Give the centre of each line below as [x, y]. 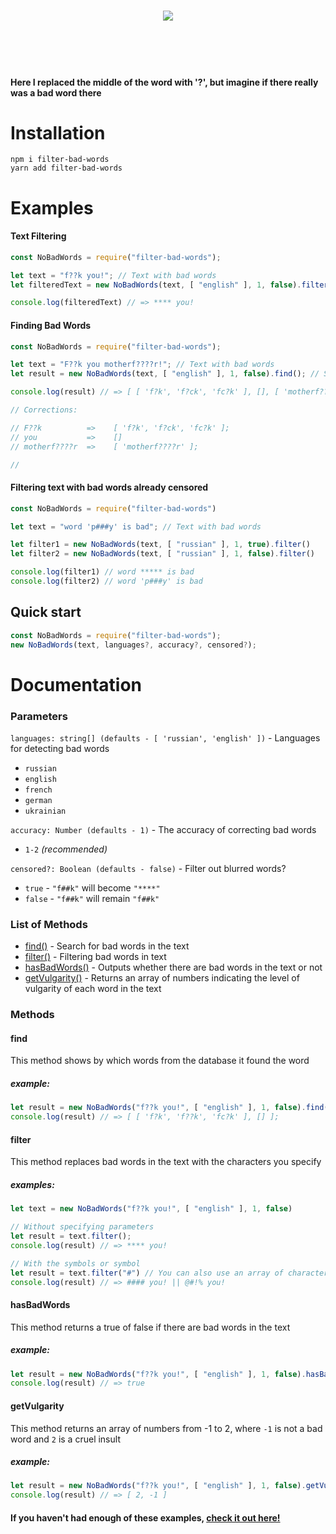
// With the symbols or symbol [75, 1263]
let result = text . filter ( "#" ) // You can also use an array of [147, 1273]
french [38, 790]
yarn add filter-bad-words [66, 168]
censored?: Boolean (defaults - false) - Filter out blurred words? [148, 868]
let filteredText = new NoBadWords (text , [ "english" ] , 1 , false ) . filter [169, 285]
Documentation [76, 684]
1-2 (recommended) [66, 849]
